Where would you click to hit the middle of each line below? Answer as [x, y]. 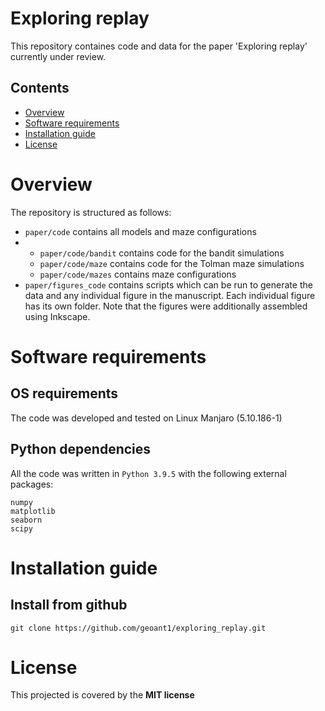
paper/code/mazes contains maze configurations [138, 274]
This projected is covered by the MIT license [102, 695]
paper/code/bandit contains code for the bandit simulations [162, 253]
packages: [32, 484]
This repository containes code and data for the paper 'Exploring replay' [159, 46]
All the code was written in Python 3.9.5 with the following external [148, 473]
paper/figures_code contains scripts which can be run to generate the [168, 284]
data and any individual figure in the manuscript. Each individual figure [170, 295]
